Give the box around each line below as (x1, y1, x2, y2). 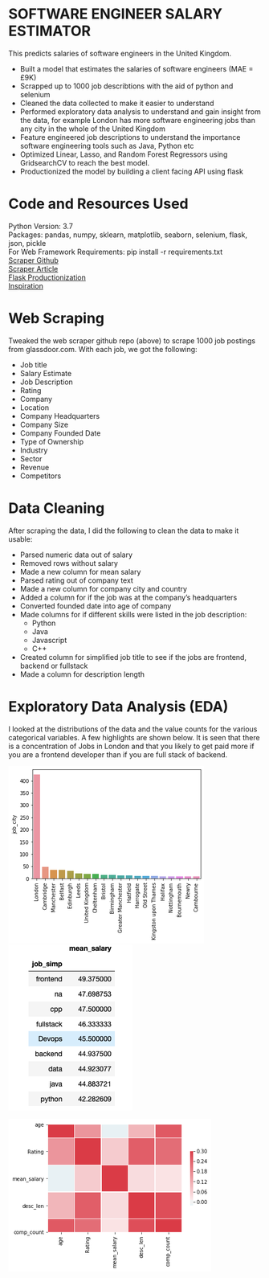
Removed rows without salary (19, 558, 119, 567)
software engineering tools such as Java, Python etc (19, 141, 194, 150)
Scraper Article (8, 264, 59, 273)
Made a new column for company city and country (19, 584, 187, 593)
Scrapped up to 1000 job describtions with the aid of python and (19, 81, 234, 91)
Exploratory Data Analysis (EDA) (8, 697, 229, 715)
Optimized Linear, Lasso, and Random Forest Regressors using (19, 150, 228, 159)
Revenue (19, 462, 50, 472)
